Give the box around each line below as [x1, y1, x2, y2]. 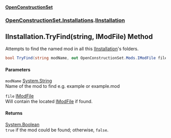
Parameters [5, 66, 31, 73]
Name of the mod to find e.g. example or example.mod [5, 83, 120, 89]
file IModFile [5, 93, 34, 99]
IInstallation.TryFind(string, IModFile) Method [5, 32, 153, 41]
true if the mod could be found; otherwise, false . [5, 127, 108, 133]
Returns [5, 110, 23, 116]
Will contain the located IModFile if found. [5, 98, 93, 105]
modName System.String [5, 78, 52, 84]
